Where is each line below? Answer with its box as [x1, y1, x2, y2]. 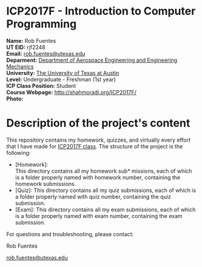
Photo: [6, 95, 24, 102]
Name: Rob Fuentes [6, 37, 56, 44]
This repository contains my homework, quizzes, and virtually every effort [6, 136, 191, 143]
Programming [6, 17, 77, 31]
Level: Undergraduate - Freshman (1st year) [6, 76, 116, 83]
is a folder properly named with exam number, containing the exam [15, 212, 183, 219]
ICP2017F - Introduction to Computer [6, 4, 196, 18]
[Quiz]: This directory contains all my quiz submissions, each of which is [15, 186, 197, 194]
